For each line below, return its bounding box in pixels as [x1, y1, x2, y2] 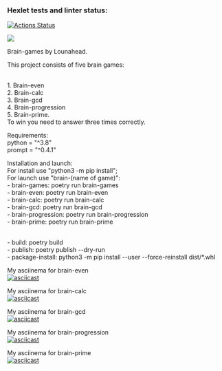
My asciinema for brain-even [7, 266, 89, 275]
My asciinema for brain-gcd [7, 308, 86, 316]
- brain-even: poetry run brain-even [7, 189, 109, 197]
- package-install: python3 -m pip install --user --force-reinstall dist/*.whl [7, 253, 216, 262]
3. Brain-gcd [7, 96, 43, 105]
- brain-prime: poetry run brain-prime [7, 218, 113, 226]
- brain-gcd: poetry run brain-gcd [7, 203, 103, 211]
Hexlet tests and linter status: [7, 6, 108, 15]
